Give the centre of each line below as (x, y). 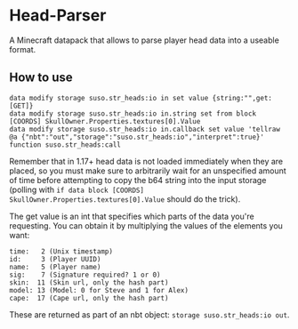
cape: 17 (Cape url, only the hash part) (89, 298)
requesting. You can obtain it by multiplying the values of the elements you (146, 225)
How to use (41, 78)
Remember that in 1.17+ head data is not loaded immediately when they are (146, 161)
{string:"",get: (242, 98)
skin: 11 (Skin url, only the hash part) (89, 282)
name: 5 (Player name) (55, 267)
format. (23, 49)
